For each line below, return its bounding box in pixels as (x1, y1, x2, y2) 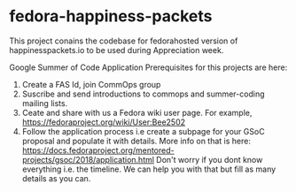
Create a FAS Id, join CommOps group (21, 79, 161, 89)
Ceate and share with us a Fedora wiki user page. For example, (21, 107, 253, 118)
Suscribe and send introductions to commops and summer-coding (21, 88, 265, 99)
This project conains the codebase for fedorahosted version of (9, 35, 238, 46)
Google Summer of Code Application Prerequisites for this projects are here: (9, 62, 288, 73)
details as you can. (21, 173, 91, 183)
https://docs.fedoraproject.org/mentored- (21, 144, 175, 156)
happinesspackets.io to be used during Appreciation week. (9, 44, 224, 55)
